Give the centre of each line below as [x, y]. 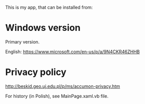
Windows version [43, 28]
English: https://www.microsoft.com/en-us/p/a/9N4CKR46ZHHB [73, 51]
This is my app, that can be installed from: [49, 7]
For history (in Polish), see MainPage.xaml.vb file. [57, 96]
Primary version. [22, 42]
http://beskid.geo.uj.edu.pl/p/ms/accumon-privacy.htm [63, 86]
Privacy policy [36, 72]
